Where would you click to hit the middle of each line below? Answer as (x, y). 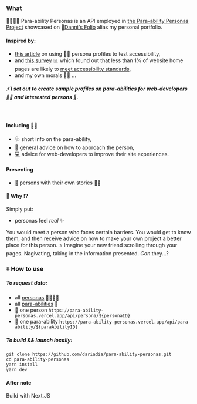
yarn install (22, 364)
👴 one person (31, 310)
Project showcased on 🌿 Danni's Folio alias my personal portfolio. (84, 27)
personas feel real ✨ (39, 221)
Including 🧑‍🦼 (22, 126)
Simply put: (20, 209)
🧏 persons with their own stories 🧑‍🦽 (58, 183)
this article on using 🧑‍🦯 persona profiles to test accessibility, (87, 53)
